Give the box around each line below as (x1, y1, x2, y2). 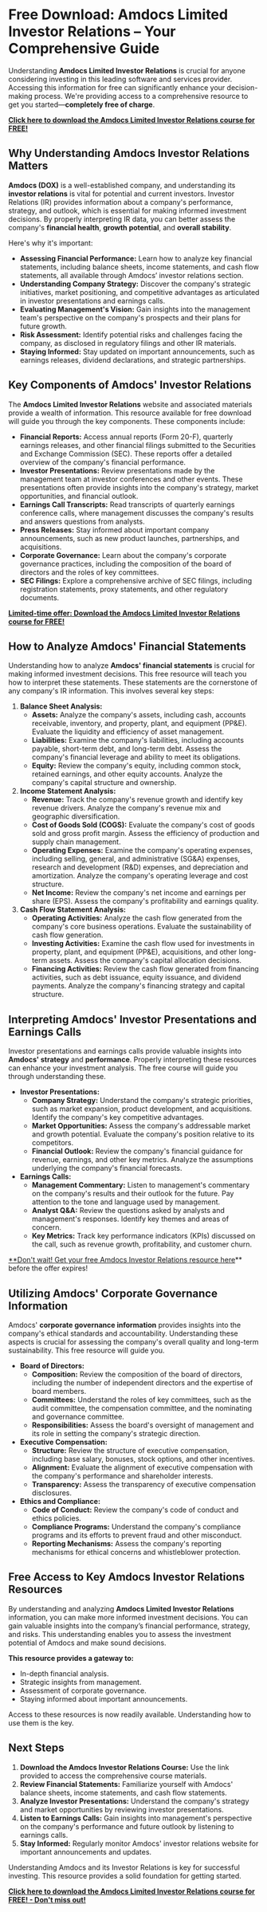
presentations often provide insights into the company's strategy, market (19, 482, 259, 492)
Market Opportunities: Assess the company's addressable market (31, 1121, 251, 1131)
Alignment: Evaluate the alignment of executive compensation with (31, 1462, 253, 1472)
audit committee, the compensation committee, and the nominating (31, 1404, 253, 1412)
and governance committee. (31, 1412, 125, 1421)
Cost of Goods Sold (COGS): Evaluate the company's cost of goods (31, 820, 255, 830)
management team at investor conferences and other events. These (19, 474, 243, 484)
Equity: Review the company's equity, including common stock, (31, 761, 241, 771)
